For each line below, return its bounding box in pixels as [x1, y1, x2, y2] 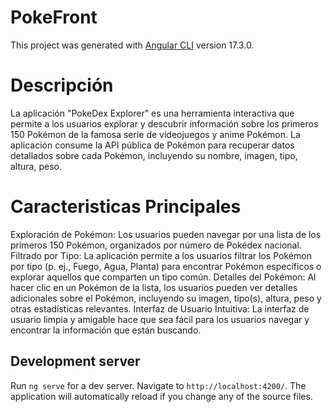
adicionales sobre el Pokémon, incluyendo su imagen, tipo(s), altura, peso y [10, 292, 322, 304]
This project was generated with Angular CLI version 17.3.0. [10, 39, 255, 51]
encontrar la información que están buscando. [10, 324, 202, 336]
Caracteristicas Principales [10, 196, 242, 218]
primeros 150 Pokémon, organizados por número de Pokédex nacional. [10, 239, 302, 251]
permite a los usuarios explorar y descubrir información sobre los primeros [10, 117, 319, 130]
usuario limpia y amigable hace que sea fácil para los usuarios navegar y [10, 313, 310, 325]
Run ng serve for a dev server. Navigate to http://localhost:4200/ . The [10, 379, 307, 391]
